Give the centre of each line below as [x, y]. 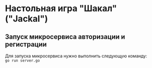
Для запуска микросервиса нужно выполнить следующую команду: [76, 56]
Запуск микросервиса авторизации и [65, 37]
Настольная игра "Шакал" [61, 8]
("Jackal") [27, 19]
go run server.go [23, 61]
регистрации [26, 44]
